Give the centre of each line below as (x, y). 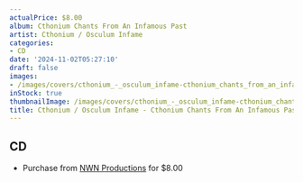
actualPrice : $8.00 (46, 18)
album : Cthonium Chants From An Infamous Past (98, 26)
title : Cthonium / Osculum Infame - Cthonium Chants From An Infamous (145, 110)
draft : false (34, 68)
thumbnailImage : (40, 101)
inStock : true (36, 93)
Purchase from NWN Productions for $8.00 (102, 168)
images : (24, 77)
